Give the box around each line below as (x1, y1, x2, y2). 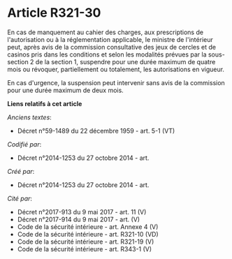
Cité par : (7, 194, 33, 202)
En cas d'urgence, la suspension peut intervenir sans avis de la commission (7, 78, 225, 87)
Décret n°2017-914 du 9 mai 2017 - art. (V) (17, 215, 140, 223)
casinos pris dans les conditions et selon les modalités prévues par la (7, 50, 208, 59)
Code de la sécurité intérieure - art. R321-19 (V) (17, 237, 154, 246)
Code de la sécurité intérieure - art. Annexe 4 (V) (17, 222, 159, 231)
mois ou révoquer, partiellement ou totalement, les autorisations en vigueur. (7, 65, 225, 73)
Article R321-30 (7, 5, 101, 21)
